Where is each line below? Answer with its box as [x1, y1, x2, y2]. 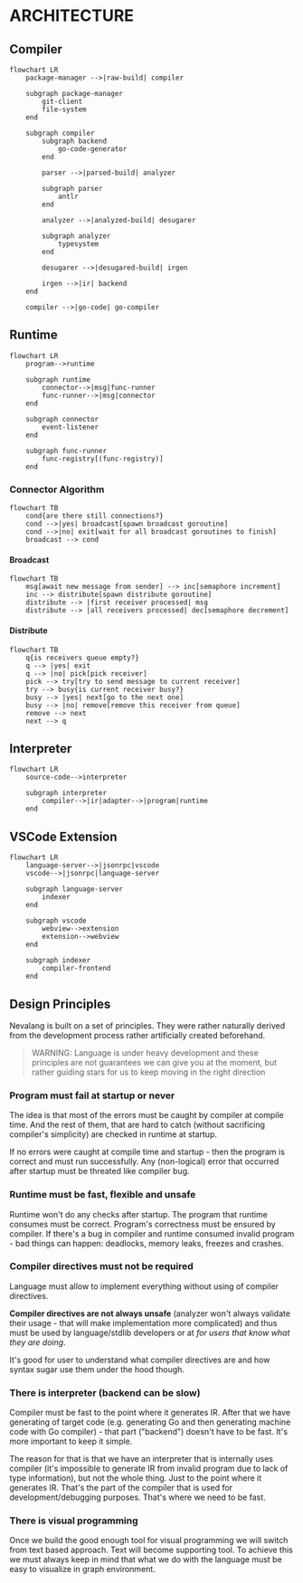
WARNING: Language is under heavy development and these [31, 1047, 260, 1058]
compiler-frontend [42, 964, 111, 973]
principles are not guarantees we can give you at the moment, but [31, 1057, 278, 1067]
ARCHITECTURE [9, 5, 134, 26]
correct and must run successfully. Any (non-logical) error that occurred [9, 1156, 279, 1167]
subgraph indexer [25, 956, 91, 965]
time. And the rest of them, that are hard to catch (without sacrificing [9, 1119, 265, 1131]
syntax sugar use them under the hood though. [9, 1363, 185, 1375]
